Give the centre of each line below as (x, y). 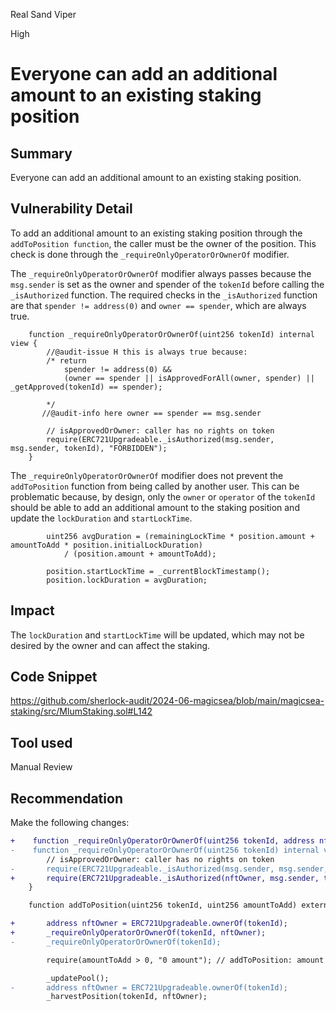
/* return (66, 360)
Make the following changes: (70, 823)
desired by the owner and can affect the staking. (110, 645)
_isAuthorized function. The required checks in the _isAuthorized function (164, 295)
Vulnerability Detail (71, 209)
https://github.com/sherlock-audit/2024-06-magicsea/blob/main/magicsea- (167, 701)
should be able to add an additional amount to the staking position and (155, 507)
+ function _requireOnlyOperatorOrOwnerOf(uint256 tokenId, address (162, 841)
